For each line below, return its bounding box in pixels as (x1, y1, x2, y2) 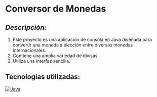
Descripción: (5, 23, 47, 32)
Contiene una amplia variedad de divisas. (12, 53, 99, 59)
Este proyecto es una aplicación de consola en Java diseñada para (12, 36, 152, 42)
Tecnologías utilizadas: (5, 73, 80, 81)
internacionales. (12, 47, 47, 53)
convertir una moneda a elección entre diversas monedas (12, 42, 133, 48)
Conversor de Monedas (5, 3, 106, 15)
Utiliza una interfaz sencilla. (12, 58, 70, 64)
